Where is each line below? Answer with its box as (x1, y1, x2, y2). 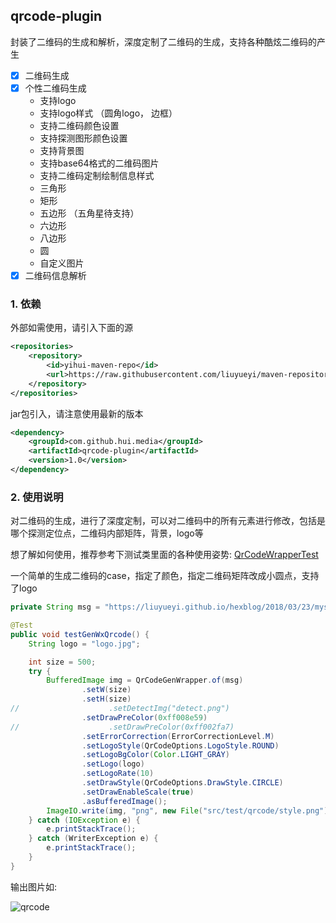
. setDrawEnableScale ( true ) (81, 787, 195, 797)
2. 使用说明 (10, 490, 64, 504)
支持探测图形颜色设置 (39, 132, 128, 144)
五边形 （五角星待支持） (39, 207, 140, 219)
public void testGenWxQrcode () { (10, 629, 150, 639)
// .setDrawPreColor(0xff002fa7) (10, 722, 235, 732)
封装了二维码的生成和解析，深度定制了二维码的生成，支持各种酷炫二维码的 (10, 35, 317, 48)
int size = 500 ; (28, 657, 97, 667)
